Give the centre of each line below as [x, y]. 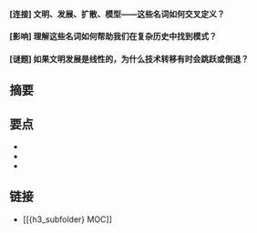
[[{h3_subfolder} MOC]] [67, 219]
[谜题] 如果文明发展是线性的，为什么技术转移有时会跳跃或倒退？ [129, 58]
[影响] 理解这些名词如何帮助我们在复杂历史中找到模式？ [113, 36]
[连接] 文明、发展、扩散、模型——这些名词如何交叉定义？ [117, 14]
